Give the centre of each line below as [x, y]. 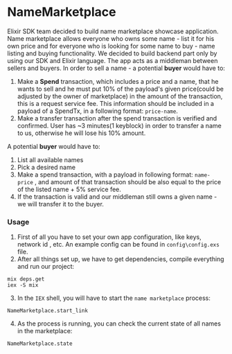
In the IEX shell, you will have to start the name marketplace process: [114, 298]
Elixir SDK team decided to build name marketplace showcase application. [113, 31]
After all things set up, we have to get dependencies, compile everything [121, 259]
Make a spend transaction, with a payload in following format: [105, 175]
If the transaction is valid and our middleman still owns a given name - [117, 196]
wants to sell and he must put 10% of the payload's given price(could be [120, 89]
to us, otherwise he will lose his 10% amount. [81, 133]
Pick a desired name [46, 167]
